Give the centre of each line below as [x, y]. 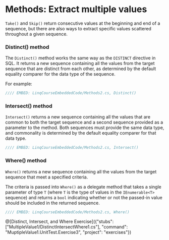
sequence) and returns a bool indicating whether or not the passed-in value [84, 197]
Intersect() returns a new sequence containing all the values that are [78, 117]
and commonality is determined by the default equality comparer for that [81, 133]
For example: [19, 84]
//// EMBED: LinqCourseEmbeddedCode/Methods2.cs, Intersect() [72, 148]
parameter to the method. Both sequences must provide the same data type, [85, 128]
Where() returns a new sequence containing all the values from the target [81, 171]
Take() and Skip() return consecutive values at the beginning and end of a [83, 23]
